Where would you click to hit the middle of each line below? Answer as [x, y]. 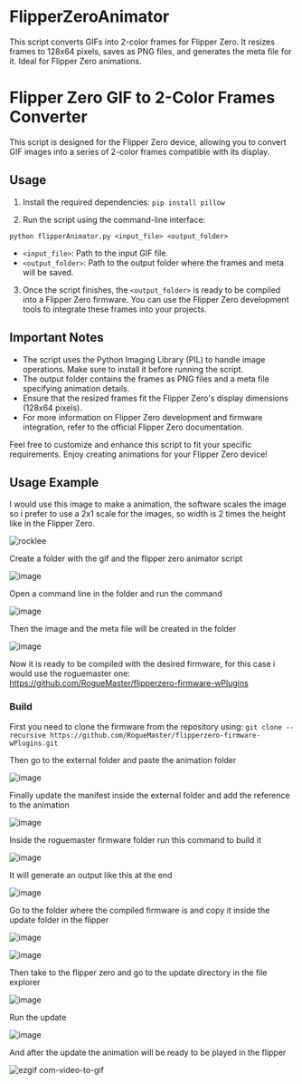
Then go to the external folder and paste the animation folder [123, 760]
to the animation [40, 805]
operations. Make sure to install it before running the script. [133, 369]
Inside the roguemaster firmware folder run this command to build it [136, 839]
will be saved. [48, 272]
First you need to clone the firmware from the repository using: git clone [146, 726]
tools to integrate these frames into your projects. [114, 309]
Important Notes [57, 338]
